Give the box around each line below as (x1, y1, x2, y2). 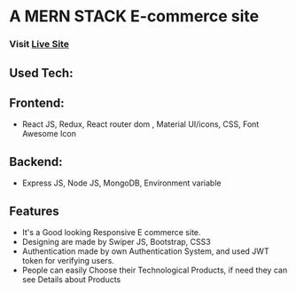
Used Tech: (9, 65, 74, 81)
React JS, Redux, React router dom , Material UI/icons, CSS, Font (21, 119, 260, 130)
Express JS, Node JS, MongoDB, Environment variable (21, 178, 222, 188)
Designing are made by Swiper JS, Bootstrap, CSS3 (21, 236, 211, 247)
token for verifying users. (21, 255, 115, 265)
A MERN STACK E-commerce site (9, 6, 260, 27)
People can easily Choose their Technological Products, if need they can (21, 264, 288, 275)
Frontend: (9, 95, 65, 110)
